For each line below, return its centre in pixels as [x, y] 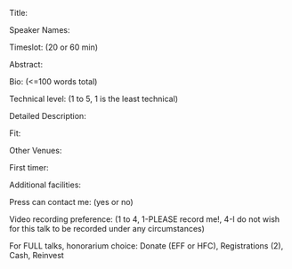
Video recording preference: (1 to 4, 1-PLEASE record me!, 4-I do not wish [145, 219]
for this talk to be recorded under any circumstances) [107, 229]
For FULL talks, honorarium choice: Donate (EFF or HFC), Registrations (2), [146, 246]
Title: [19, 13]
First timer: [29, 167]
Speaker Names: [40, 30]
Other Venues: [36, 150]
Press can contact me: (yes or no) [71, 202]
